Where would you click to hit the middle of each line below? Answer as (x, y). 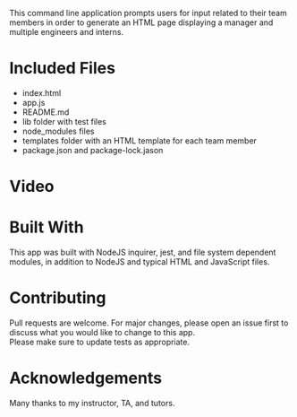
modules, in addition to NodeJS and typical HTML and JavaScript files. (140, 262)
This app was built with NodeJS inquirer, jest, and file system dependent (143, 252)
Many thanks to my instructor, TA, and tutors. (92, 403)
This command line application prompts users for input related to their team (148, 13)
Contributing (58, 298)
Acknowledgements (86, 378)
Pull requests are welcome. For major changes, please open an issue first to (149, 323)
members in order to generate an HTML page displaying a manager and (141, 22)
